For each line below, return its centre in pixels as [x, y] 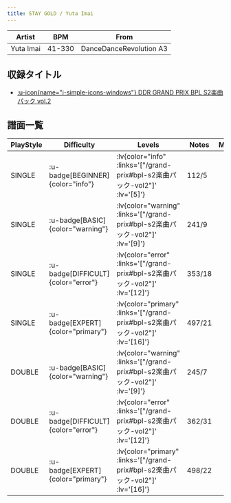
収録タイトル [34, 75]
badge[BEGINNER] [79, 175]
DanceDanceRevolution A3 [124, 48]
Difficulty [79, 145]
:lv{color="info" [141, 157]
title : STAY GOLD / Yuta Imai [51, 13]
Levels [148, 145]
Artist [26, 37]
